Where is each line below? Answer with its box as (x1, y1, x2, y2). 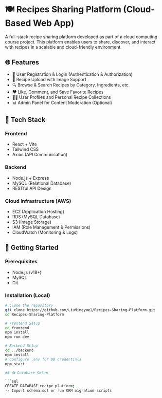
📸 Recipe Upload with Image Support (12, 76, 87, 82)
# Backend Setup (5, 343, 38, 348)
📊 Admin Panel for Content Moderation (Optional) (12, 100, 112, 105)
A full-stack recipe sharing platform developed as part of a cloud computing (5, 34, 158, 40)
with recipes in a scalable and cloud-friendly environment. (5, 44, 122, 50)
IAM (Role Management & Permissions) (12, 224, 91, 230)
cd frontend (5, 325, 29, 330)
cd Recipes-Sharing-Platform (5, 312, 64, 317)
